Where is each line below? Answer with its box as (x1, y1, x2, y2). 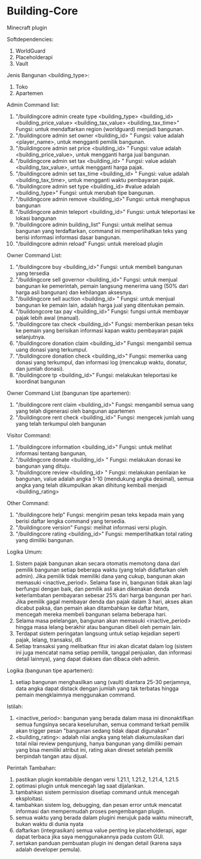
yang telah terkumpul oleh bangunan (15, 420, 106, 427)
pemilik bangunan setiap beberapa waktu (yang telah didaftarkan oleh (15, 566, 188, 573)
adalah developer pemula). (15, 846, 82, 853)
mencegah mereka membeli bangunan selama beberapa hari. (15, 610, 167, 618)
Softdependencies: (7, 35, 54, 43)
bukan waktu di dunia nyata (15, 820, 84, 827)
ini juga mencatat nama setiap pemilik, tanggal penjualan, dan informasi (15, 649, 192, 656)
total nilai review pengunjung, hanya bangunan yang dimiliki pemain (15, 740, 183, 747)
